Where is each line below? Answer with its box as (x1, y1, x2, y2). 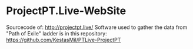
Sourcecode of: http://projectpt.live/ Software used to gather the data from (6, 24, 188, 31)
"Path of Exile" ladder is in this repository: (6, 30, 107, 37)
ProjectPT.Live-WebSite (6, 4, 127, 18)
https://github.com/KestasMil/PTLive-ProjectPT (6, 36, 121, 43)
